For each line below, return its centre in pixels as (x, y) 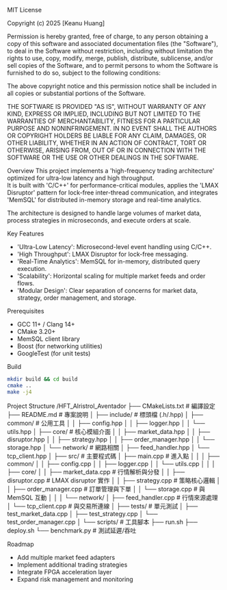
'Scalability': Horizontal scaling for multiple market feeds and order (111, 276)
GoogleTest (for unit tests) (54, 353)
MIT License (25, 10)
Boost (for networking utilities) (59, 346)
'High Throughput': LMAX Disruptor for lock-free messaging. (102, 254)
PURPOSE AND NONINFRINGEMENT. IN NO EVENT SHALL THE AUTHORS (112, 128)
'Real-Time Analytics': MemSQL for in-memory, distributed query (108, 261)
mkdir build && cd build (42, 379)
